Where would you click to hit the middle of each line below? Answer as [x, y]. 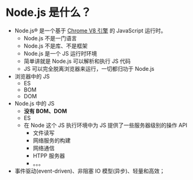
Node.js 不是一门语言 [50, 38]
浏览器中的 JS [32, 76]
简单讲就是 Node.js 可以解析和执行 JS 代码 [77, 61]
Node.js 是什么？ [49, 13]
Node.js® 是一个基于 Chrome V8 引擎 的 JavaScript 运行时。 [90, 31]
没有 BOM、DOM [45, 111]
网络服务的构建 [52, 140]
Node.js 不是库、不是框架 [56, 46]
